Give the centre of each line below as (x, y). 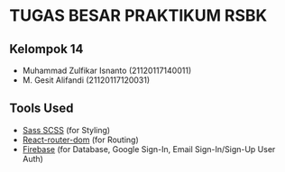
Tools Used (41, 109)
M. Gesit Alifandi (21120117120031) (86, 80)
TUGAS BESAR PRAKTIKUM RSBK (138, 16)
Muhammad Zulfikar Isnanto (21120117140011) (107, 70)
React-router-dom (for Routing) (81, 140)
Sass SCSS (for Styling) (66, 130)
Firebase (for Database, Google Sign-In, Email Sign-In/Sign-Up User (149, 149)
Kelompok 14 (46, 49)
